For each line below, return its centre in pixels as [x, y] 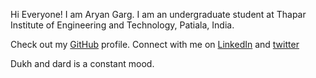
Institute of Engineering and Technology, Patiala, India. [122, 25]
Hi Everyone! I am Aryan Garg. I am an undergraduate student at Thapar [158, 14]
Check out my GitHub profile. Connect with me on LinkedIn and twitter [155, 44]
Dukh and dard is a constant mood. [82, 63]
